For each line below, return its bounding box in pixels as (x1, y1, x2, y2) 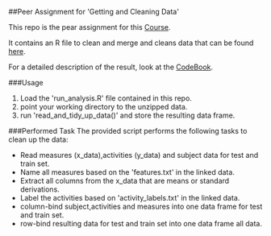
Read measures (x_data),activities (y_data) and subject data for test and (19, 151, 259, 159)
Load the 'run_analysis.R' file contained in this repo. (19, 93, 192, 103)
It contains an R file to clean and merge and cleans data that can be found (8, 38, 254, 48)
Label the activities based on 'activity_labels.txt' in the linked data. (19, 193, 240, 202)
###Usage (8, 78, 44, 87)
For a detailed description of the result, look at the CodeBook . (8, 62, 214, 72)
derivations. (19, 184, 60, 194)
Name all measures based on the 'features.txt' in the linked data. (19, 168, 236, 176)
